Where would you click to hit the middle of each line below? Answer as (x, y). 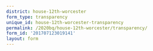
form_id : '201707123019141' (41, 33)
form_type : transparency (37, 17)
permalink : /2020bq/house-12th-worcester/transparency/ (77, 28)
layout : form (22, 39)
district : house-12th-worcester (46, 11)
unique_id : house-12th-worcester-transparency (65, 22)
